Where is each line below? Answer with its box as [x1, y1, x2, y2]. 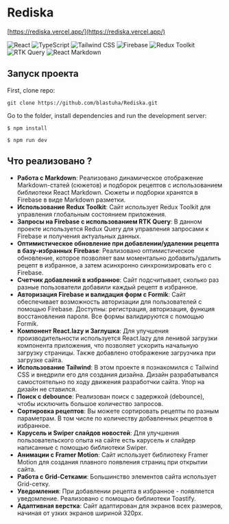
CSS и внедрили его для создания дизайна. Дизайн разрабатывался [16, 370, 219, 379]
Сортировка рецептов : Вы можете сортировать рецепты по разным [16, 407, 219, 415]
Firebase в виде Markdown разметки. [16, 195, 126, 204]
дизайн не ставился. [16, 385, 77, 393]
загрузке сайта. [16, 355, 63, 364]
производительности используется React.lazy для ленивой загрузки [16, 334, 218, 342]
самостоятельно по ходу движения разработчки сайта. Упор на [16, 377, 205, 385]
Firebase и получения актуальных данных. [16, 232, 142, 240]
